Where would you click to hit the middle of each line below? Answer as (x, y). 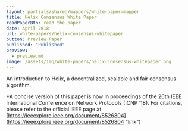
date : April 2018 (28, 28)
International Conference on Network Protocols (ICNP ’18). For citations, (94, 102)
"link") (133, 121)
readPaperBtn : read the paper (44, 23)
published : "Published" (36, 45)
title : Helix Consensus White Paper (51, 17)
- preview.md (28, 56)
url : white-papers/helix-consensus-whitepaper (65, 34)
